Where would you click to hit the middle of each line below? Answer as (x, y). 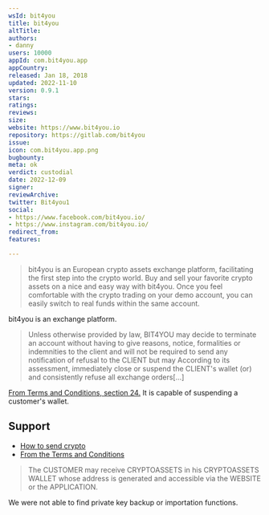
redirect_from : (34, 232)
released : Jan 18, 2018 (48, 75)
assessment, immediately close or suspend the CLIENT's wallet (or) (140, 368)
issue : (19, 142)
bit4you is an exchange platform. (63, 318)
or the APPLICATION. (63, 487)
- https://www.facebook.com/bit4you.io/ (77, 217)
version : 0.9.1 (34, 90)
